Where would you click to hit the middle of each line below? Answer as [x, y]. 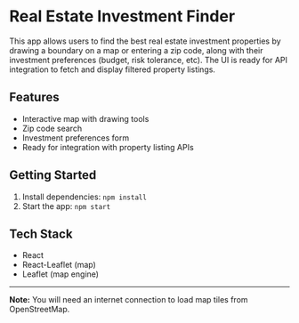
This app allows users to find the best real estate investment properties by [145, 41]
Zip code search [52, 128]
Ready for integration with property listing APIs [108, 147]
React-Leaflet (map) [59, 265]
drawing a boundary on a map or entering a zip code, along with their [136, 50]
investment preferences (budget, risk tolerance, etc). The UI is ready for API [148, 60]
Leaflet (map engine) [61, 274]
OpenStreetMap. [40, 310]
